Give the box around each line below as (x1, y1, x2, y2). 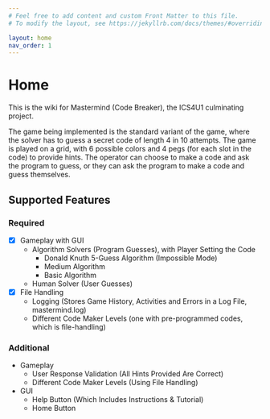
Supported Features (8, 193, 111, 206)
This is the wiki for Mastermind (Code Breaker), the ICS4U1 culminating (8, 102, 244, 113)
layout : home (8, 34, 52, 42)
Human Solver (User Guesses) (31, 279, 133, 288)
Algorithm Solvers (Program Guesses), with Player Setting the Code (31, 244, 256, 254)
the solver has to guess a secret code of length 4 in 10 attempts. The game (8, 135, 257, 145)
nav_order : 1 (8, 41, 52, 49)
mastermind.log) (31, 305, 87, 314)
